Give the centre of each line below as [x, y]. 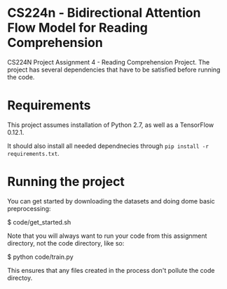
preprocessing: [29, 208]
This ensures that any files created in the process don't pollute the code [111, 270]
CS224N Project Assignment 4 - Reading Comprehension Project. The [109, 62]
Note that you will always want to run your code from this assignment [107, 236]
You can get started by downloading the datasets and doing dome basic [111, 201]
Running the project [66, 182]
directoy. [20, 278]
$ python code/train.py [40, 257]
